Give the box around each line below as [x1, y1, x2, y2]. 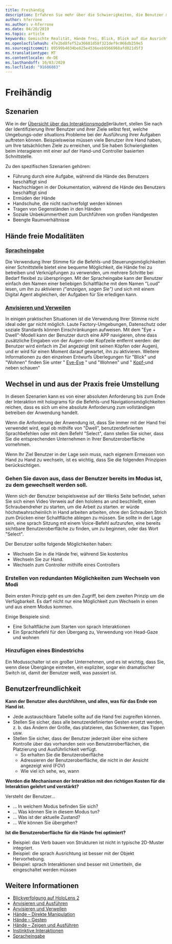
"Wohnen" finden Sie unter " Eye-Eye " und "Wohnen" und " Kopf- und [5, 359, 154, 365]
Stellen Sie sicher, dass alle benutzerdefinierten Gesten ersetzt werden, [12, 719, 164, 725]
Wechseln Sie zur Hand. [12, 557, 64, 563]
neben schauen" [5, 365, 40, 371]
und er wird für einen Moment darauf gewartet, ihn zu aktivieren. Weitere [5, 348, 160, 355]
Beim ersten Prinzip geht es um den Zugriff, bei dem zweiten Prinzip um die [5, 592, 165, 599]
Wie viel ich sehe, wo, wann [20, 768, 79, 774]
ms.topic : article [5, 31, 45, 36]
